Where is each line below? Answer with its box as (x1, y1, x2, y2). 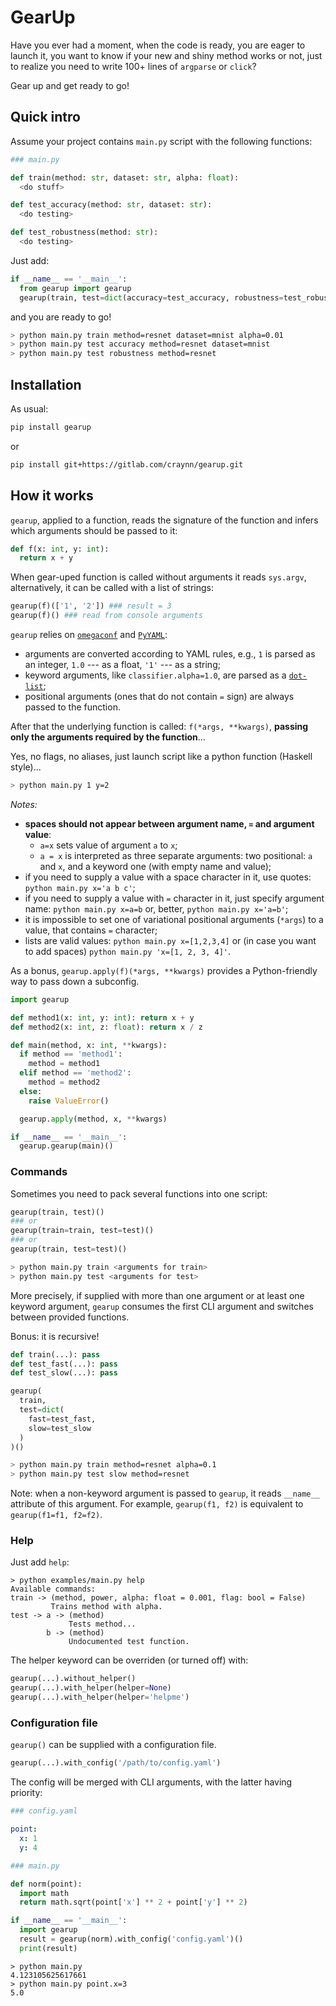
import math (19, 1888, 70, 1898)
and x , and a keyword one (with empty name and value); (39, 860, 272, 872)
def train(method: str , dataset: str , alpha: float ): (10, 172, 240, 183)
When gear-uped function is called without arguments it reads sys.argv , (10, 571, 307, 583)
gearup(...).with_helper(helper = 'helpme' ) (10, 1692, 190, 1703)
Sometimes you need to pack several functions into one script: (10, 1187, 268, 1200)
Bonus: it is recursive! (10, 1330, 100, 1342)
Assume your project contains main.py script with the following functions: (10, 135, 313, 147)
